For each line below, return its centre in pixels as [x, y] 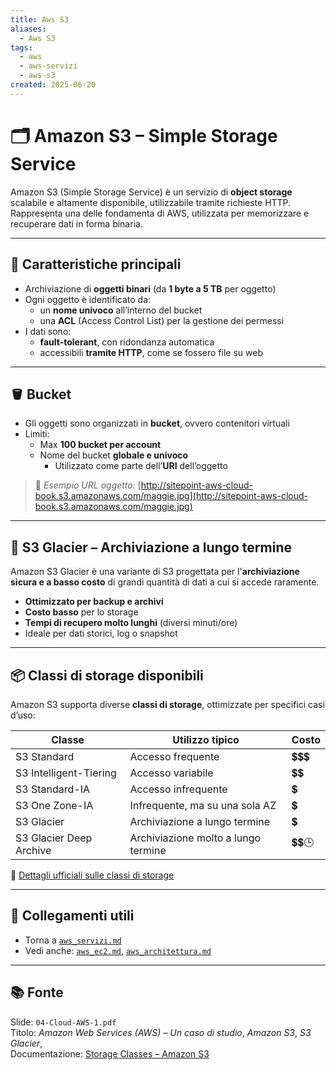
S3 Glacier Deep [54, 838]
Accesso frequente [174, 756]
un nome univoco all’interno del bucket [121, 310]
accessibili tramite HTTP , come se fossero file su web [151, 352]
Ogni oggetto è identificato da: [88, 299]
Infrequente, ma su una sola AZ [203, 805]
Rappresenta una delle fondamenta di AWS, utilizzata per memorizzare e [160, 213]
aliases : [28, 29]
